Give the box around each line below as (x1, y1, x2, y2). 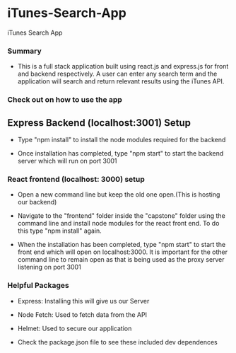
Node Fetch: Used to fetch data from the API (17, 310, 147, 319)
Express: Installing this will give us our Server (17, 296, 150, 305)
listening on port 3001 (17, 263, 81, 272)
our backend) (17, 198, 57, 207)
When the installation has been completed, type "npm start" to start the (17, 241, 226, 249)
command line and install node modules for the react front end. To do (17, 219, 220, 228)
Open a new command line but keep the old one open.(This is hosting (17, 190, 220, 199)
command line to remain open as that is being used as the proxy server (17, 255, 225, 264)
